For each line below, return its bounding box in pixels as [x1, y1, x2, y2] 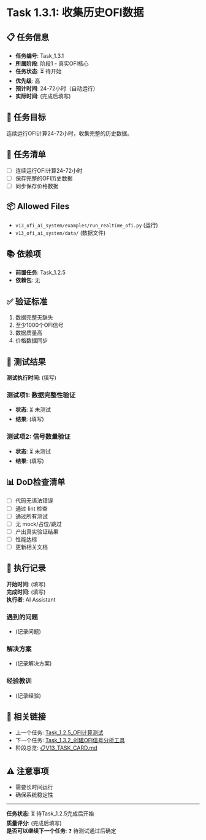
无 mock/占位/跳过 [15, 520, 63, 527]
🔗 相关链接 [6, 712, 46, 722]
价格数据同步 [15, 337, 48, 344]
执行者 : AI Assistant [6, 595, 56, 603]
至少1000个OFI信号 [15, 321, 64, 329]
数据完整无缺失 [15, 314, 53, 321]
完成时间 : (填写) [6, 588, 46, 595]
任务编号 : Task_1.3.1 [15, 52, 64, 59]
